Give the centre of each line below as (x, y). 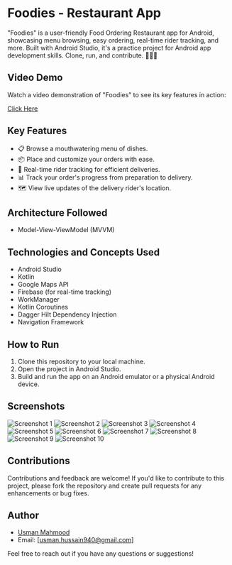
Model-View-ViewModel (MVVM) (66, 230)
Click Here (23, 109)
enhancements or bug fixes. (48, 493)
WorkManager (39, 300)
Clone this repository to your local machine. (81, 361)
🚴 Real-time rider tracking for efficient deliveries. (89, 169)
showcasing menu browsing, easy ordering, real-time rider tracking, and (113, 40)
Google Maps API (43, 285)
